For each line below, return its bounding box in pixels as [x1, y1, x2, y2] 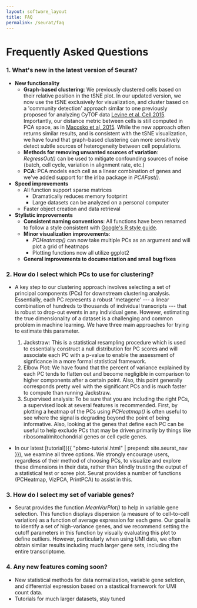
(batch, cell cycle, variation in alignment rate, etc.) [23, 161, 145, 168]
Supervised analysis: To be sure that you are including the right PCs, [23, 395, 189, 402]
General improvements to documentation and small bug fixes [23, 255, 176, 262]
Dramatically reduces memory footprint [32, 193, 128, 200]
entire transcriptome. [14, 548, 66, 555]
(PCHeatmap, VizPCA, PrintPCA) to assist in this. [14, 476, 133, 483]
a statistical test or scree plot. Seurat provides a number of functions [14, 470, 181, 477]
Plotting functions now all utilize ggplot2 [32, 249, 129, 256]
